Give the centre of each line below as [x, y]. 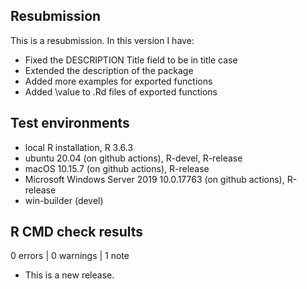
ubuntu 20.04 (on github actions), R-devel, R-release [133, 158]
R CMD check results [77, 232]
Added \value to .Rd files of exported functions [121, 91]
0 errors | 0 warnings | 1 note [70, 256]
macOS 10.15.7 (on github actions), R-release [117, 168]
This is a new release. [69, 275]
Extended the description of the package [109, 70]
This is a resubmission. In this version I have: [102, 40]
